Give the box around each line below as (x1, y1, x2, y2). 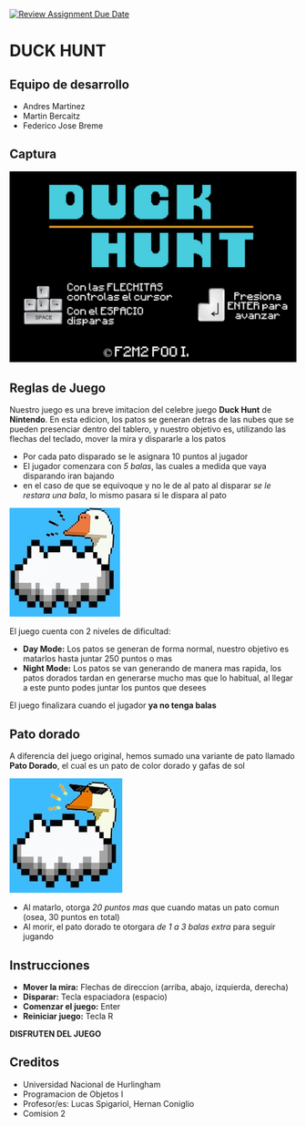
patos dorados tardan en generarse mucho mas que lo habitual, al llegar (22, 672, 293, 683)
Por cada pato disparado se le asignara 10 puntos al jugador (22, 451, 249, 462)
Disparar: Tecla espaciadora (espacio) (22, 991, 168, 1002)
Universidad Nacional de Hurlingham (22, 1079, 161, 1090)
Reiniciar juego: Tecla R (22, 1010, 114, 1021)
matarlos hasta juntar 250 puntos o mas (22, 653, 173, 664)
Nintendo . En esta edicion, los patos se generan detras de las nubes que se (9, 415, 294, 425)
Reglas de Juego (9, 380, 107, 395)
